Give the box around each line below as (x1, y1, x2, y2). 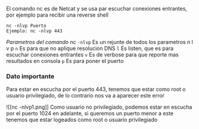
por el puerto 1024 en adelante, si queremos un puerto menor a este (6, 110, 174, 117)
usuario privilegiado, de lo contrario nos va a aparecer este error (6, 92, 165, 99)
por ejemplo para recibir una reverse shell (6, 11, 109, 18)
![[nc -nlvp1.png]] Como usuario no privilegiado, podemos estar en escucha (6, 103, 192, 111)
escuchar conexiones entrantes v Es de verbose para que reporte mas (6, 51, 179, 58)
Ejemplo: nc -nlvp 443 (6, 28, 63, 34)
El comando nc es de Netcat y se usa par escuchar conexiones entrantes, (6, 5, 188, 12)
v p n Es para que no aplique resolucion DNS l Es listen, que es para (6, 45, 174, 52)
